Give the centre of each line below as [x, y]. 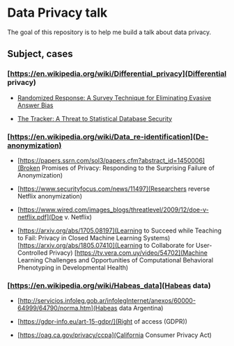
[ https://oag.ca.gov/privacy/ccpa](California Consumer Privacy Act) [115, 335]
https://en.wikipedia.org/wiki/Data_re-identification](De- [109, 136]
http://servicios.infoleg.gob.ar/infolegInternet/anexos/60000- [108, 301]
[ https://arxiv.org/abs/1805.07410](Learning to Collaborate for [106, 245]
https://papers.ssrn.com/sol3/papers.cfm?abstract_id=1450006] [112, 160]
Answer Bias [35, 105]
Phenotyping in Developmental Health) [73, 267]
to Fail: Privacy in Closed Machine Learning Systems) [94, 237]
